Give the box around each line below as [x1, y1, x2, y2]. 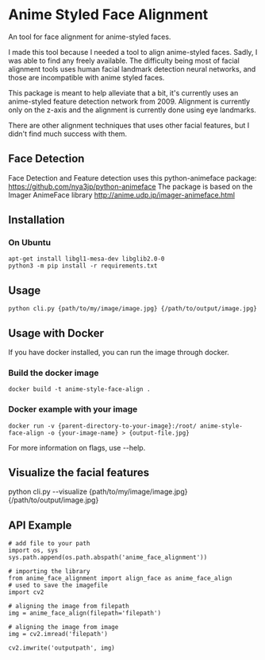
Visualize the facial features [8, 466, 150, 479]
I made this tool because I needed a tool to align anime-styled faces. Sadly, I [8, 47, 258, 57]
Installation [8, 213, 65, 227]
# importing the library [8, 568, 90, 576]
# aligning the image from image [8, 623, 119, 631]
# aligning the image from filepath [8, 603, 129, 611]
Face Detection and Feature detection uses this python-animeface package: [8, 173, 257, 182]
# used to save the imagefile [8, 581, 109, 590]
